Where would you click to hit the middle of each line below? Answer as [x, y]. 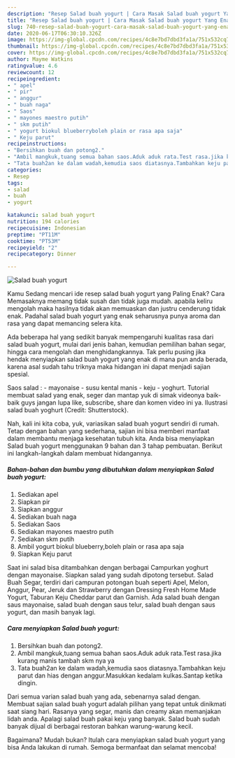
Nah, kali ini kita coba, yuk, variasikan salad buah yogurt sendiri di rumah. [113, 423]
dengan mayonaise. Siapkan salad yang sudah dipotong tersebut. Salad [111, 575]
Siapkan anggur [40, 510]
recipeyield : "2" [33, 248]
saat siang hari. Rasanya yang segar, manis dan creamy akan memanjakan [114, 712]
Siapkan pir [34, 502]
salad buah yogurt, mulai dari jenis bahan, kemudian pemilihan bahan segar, [116, 344]
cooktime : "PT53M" [34, 241]
